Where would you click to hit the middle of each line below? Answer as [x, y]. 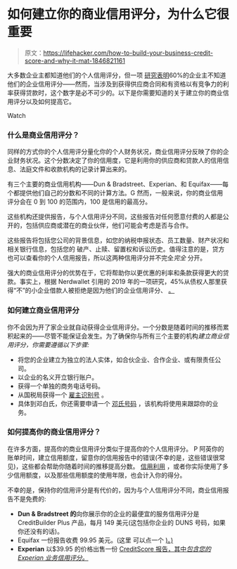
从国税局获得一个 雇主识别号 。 [62, 395]
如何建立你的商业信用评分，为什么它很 [118, 14]
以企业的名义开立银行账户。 [58, 377]
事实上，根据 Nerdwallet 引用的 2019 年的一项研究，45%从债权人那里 [120, 282]
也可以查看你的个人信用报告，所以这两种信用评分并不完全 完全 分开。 [107, 258]
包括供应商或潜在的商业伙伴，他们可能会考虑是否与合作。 [109, 225]
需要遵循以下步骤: [64, 344]
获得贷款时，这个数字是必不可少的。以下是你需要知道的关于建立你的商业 [118, 93]
